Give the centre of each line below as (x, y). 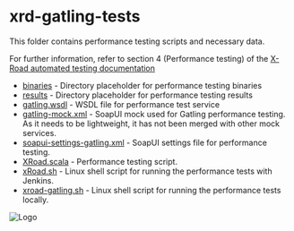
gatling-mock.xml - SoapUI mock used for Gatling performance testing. (154, 114)
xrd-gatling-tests (75, 17)
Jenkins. (38, 180)
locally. (35, 200)
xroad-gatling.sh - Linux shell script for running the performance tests (151, 190)
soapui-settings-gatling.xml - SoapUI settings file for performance (144, 142)
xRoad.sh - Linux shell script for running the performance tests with (147, 171)
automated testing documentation (92, 68)
